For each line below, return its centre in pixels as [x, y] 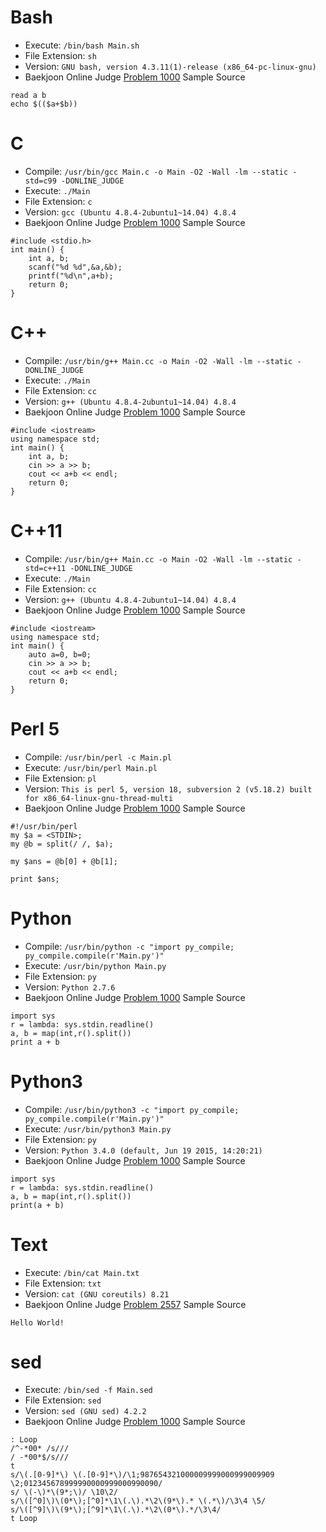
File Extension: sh [60, 55]
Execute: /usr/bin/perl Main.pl [91, 767]
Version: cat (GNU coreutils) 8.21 [97, 1293]
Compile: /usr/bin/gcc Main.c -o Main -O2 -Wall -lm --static [156, 171]
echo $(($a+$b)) [44, 104]
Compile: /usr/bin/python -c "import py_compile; [129, 946]
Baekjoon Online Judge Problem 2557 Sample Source [135, 1304]
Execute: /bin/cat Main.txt [82, 1272]
